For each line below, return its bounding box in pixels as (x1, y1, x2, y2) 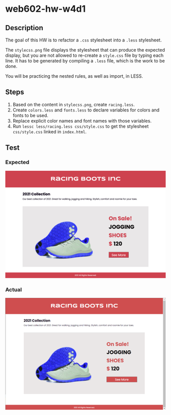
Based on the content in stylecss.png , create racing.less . (12, 101, 135, 107)
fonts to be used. (12, 112, 48, 118)
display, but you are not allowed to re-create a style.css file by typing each (5, 52, 164, 58)
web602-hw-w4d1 (5, 3, 86, 15)
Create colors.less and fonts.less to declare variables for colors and (12, 107, 160, 113)
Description (5, 24, 43, 32)
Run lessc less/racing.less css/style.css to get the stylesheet (12, 123, 149, 129)
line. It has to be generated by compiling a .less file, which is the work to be (5, 58, 165, 64)
